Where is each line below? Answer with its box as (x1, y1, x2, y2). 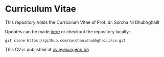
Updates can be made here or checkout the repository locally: (5, 28, 130, 34)
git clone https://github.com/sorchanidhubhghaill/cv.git (5, 38, 126, 43)
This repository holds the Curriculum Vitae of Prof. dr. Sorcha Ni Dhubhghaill (5, 19, 159, 25)
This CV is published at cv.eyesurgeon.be (5, 46, 89, 52)
